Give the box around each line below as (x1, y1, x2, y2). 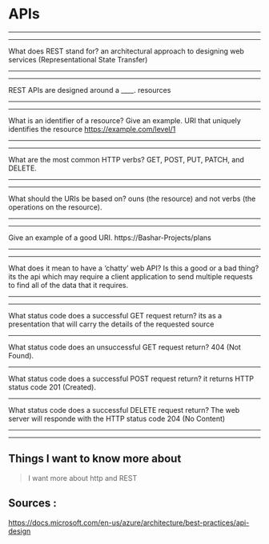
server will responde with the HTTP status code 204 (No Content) (8, 414, 226, 423)
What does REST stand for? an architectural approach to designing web (8, 46, 244, 56)
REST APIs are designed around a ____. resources (8, 85, 171, 94)
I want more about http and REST (27, 473, 138, 482)
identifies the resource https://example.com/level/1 (8, 124, 176, 134)
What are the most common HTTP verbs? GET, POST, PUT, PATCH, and (8, 154, 244, 164)
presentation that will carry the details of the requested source (8, 319, 215, 329)
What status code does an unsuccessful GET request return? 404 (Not (8, 342, 242, 352)
